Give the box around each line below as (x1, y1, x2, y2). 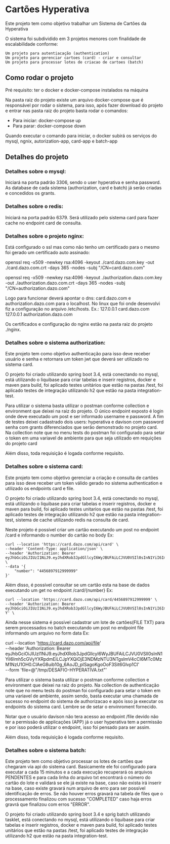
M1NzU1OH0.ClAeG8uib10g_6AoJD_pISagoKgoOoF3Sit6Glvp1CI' (5, 661, 140, 667)
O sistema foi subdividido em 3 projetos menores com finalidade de (5, 36, 146, 42)
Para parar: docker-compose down (12, 123, 86, 129)
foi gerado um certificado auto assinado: (5, 250, 90, 256)
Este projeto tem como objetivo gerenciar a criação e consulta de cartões (5, 475, 158, 481)
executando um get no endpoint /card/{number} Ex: (5, 587, 113, 593)
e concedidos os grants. (5, 190, 56, 196)
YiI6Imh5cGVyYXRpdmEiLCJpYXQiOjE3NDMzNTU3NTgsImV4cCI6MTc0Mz (5, 656, 162, 662)
